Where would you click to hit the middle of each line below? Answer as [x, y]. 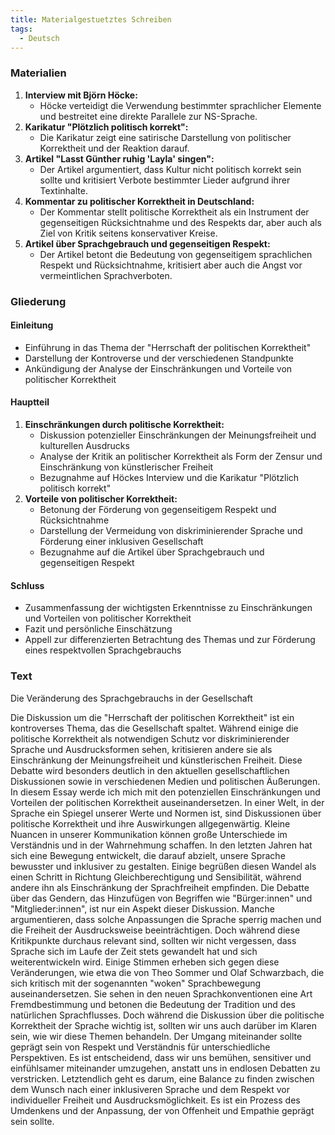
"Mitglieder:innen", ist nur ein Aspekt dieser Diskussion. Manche [142, 908]
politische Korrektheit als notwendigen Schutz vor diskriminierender [150, 738]
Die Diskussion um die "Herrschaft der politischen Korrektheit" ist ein [152, 717]
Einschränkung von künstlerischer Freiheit [126, 467]
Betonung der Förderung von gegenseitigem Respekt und [158, 509]
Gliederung [38, 301]
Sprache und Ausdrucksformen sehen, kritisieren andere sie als [141, 749]
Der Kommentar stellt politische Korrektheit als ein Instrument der [174, 212]
